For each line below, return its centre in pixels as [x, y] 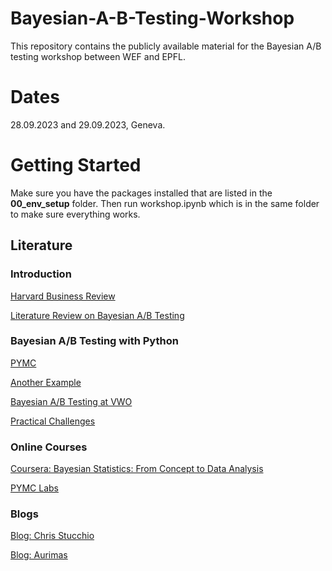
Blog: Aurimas [39, 555]
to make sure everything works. [75, 214]
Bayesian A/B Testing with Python [94, 341]
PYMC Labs [34, 488]
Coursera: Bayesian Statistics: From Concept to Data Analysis [137, 469]
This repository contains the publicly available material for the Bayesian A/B [166, 46]
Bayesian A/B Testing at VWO [71, 401]
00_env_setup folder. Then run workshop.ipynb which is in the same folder [165, 203]
